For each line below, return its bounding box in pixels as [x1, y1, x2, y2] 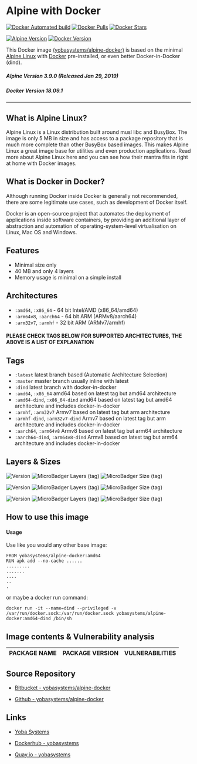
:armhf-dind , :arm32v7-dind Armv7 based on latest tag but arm [14, 415, 166, 422]
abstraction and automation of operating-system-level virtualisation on [6, 222, 177, 230]
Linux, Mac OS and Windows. [6, 228, 77, 235]
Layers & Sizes [6, 457, 61, 467]
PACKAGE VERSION [62, 649, 119, 657]
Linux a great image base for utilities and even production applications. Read [6, 147, 191, 154]
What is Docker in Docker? [6, 177, 105, 187]
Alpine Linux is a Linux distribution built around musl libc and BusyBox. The [6, 129, 188, 136]
